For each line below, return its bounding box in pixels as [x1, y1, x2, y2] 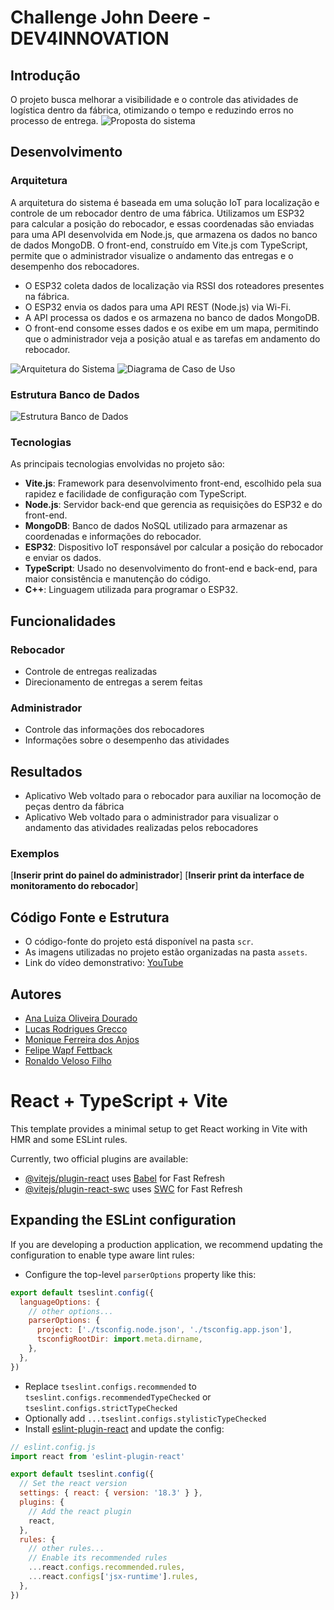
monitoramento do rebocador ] [10, 880, 139, 892]
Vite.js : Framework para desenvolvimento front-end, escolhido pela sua [24, 477, 322, 490]
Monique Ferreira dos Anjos [24, 1034, 140, 1045]
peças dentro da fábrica [24, 801, 125, 813]
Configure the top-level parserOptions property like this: [24, 1268, 257, 1280]
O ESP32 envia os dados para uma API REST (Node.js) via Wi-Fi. [24, 301, 292, 313]
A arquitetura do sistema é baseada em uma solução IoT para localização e [10, 196, 320, 208]
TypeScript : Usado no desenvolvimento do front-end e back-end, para [24, 562, 318, 575]
